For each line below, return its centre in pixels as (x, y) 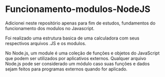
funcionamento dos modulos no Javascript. (50, 28)
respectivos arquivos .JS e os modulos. (46, 43)
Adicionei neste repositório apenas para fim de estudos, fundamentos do (80, 23)
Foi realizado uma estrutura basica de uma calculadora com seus (72, 38)
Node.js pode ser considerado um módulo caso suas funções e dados (77, 63)
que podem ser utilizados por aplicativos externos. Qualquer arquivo (76, 58)
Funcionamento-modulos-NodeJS (78, 9)
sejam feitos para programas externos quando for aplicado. (66, 69)
